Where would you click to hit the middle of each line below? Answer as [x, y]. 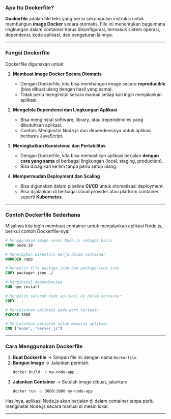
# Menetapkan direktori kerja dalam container [55, 254]
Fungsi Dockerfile [27, 53]
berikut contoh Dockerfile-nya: [37, 231]
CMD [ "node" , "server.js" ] [34, 329]
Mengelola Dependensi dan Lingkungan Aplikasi [65, 110]
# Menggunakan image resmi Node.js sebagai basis [59, 241]
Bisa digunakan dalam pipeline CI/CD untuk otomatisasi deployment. [92, 186]
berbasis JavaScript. [42, 136]
